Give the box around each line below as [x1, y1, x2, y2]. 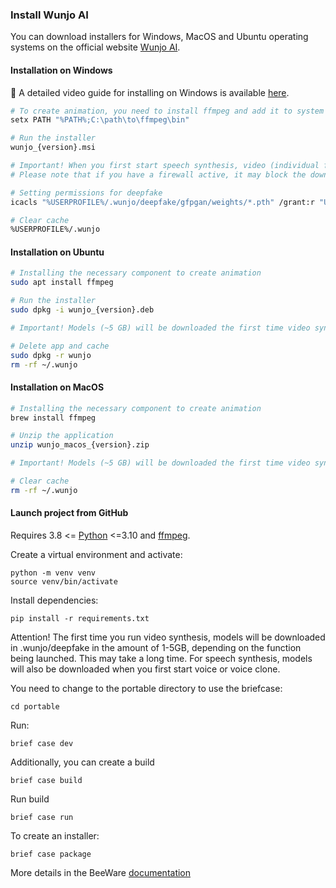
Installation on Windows [10, 64, 113, 76]
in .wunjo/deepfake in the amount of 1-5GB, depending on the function [10, 641, 302, 653]
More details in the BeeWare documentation [10, 866, 192, 878]
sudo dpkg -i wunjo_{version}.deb [10, 305, 155, 315]
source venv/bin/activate [10, 576, 118, 587]
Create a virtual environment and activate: [10, 548, 183, 560]
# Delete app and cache [10, 341, 110, 351]
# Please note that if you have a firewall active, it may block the [10, 169, 307, 180]
